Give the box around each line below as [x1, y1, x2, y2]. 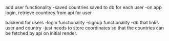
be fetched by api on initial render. [5, 30, 78, 36]
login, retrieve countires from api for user [5, 10, 92, 16]
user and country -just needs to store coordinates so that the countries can [5, 25, 164, 31]
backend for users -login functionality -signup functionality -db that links [5, 20, 159, 25]
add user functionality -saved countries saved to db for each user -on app [5, 5, 162, 10]
